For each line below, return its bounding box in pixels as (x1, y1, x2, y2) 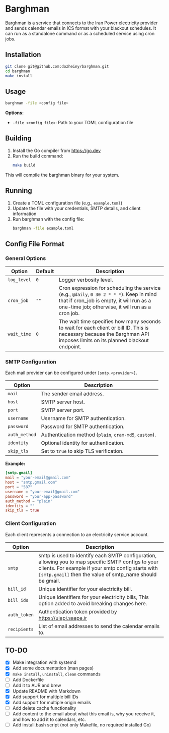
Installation (5, 50, 41, 59)
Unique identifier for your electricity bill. (38, 585, 132, 592)
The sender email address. (41, 390, 104, 397)
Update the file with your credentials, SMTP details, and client (12, 205, 141, 211)
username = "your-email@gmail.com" (5, 489, 80, 494)
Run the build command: (12, 152, 64, 159)
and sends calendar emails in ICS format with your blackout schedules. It (5, 25, 156, 31)
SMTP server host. (41, 398, 85, 405)
